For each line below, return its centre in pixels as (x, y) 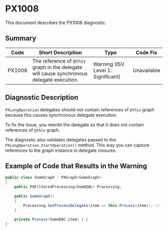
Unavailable (146, 70)
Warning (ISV (109, 64)
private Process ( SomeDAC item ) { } (51, 219)
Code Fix (146, 52)
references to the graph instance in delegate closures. (61, 150)
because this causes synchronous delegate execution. (61, 115)
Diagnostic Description (42, 97)
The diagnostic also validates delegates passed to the (61, 140)
